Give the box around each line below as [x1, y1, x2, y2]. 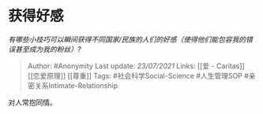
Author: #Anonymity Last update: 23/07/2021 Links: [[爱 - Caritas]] [27, 61, 245, 71]
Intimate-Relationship [48, 80, 118, 90]
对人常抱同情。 [8, 97, 57, 107]
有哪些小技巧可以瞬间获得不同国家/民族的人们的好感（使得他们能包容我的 [8, 35, 246, 44]
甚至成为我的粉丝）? [14, 44, 81, 53]
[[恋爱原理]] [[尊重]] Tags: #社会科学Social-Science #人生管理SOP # [27, 71, 249, 80]
